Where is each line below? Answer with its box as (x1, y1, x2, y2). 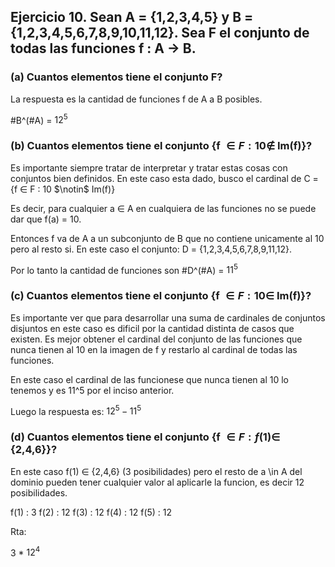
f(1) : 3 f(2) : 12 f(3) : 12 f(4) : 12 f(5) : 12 (10, 506, 173, 518)
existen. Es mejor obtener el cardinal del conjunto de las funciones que (10, 333, 303, 345)
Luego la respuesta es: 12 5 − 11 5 (10, 403, 142, 417)
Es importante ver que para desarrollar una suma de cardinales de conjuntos (10, 311, 326, 324)
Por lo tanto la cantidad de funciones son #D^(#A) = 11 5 (10, 262, 238, 276)
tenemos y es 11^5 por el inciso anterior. (10, 384, 175, 396)
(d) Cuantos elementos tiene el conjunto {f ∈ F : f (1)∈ (10, 430, 281, 444)
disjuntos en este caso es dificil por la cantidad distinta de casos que (10, 322, 295, 334)
